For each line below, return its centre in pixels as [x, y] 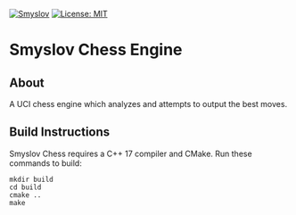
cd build [25, 187]
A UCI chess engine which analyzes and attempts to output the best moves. [148, 104]
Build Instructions [60, 132]
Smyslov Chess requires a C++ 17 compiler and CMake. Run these [131, 153]
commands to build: [45, 163]
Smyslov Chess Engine [96, 50]
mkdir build [31, 179]
